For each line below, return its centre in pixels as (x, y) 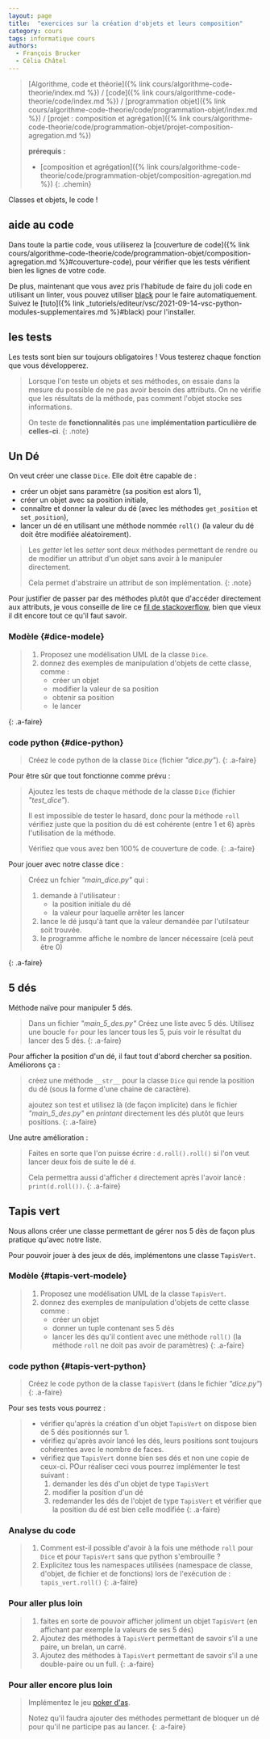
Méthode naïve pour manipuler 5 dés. (71, 1007)
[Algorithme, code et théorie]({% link (89, 84)
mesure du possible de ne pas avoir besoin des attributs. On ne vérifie (145, 390)
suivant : (54, 1475)
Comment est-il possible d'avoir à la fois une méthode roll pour (147, 1548)
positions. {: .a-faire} (62, 1121)
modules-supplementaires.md (58, 311)
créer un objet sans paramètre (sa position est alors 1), (110, 492)
